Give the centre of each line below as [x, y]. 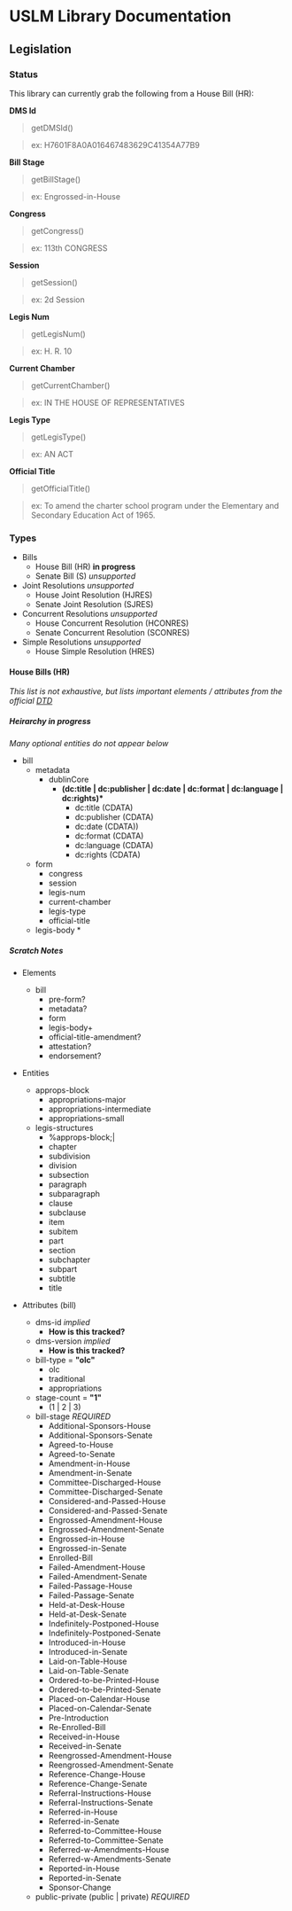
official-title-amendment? [95, 1037]
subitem [63, 1232]
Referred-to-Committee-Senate [106, 1840]
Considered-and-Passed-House [107, 1501]
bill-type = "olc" [65, 1360]
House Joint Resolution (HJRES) [94, 595]
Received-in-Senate [85, 1746]
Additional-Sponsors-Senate [100, 1435]
